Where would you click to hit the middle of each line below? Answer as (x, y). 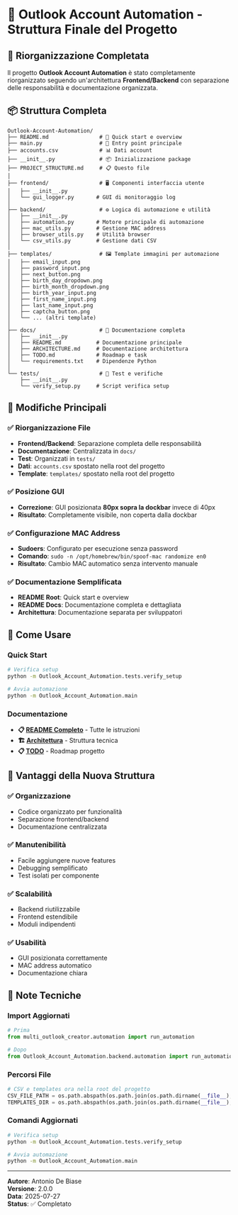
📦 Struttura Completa (57, 111)
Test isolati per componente (58, 875)
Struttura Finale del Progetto (92, 29)
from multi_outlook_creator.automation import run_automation (101, 1037)
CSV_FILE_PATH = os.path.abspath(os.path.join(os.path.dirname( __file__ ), (120, 1096)
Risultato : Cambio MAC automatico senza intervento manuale (108, 564)
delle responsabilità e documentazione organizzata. (83, 88)
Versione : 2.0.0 (30, 1189)
